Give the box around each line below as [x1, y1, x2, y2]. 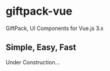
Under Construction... [5, 58, 60, 65]
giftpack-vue [5, 4, 72, 18]
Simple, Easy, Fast [5, 42, 77, 53]
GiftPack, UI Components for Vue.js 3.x [5, 24, 104, 32]
